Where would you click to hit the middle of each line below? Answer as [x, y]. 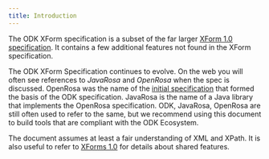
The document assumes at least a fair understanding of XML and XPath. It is [134, 138]
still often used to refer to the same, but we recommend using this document [135, 114]
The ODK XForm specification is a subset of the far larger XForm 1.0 [120, 39]
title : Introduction [43, 16]
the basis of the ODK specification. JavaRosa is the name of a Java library [131, 96]
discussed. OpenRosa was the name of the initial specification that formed [131, 88]
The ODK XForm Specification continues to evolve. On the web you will [126, 71]
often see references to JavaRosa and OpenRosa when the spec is [119, 79]
